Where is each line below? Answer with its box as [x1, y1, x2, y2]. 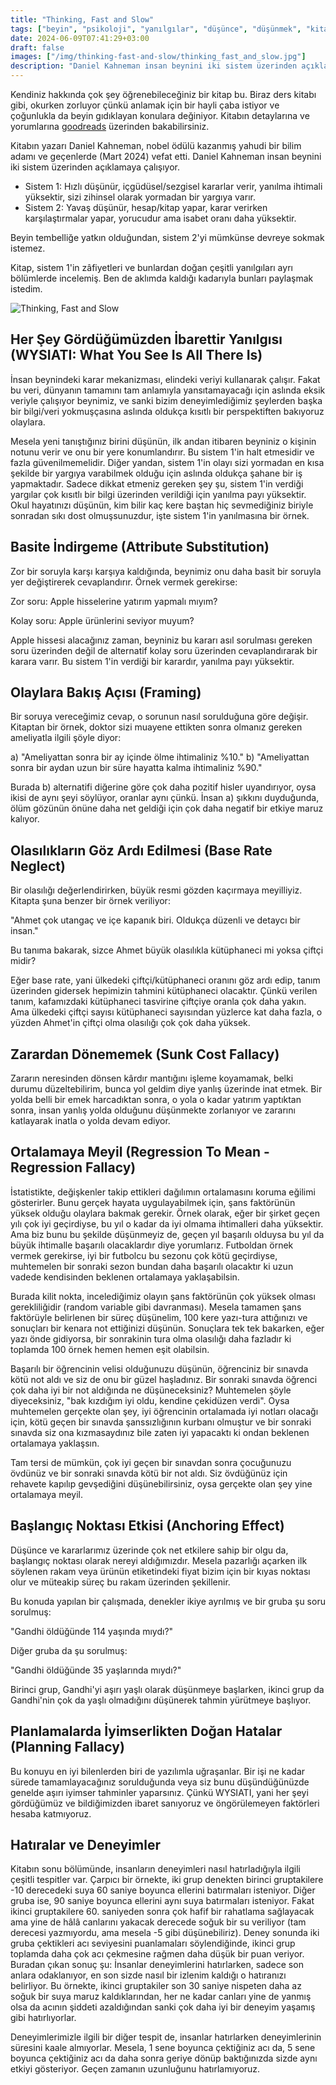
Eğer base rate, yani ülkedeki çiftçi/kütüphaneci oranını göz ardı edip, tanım [10, 974, 321, 986]
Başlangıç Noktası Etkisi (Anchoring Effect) [10, 1517, 285, 1535]
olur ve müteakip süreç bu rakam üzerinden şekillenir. [10, 1576, 231, 1588]
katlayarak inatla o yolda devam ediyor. [10, 1115, 171, 1127]
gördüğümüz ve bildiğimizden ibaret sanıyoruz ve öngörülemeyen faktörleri [10, 1797, 320, 1809]
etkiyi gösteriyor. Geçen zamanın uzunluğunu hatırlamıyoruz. [10, 2063, 261, 2075]
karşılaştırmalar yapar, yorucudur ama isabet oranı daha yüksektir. [24, 212, 297, 224]
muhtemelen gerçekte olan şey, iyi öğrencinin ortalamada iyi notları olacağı [10, 1405, 319, 1417]
